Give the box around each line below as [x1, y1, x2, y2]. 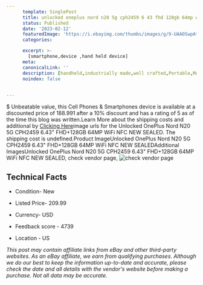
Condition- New [14, 187, 55, 195]
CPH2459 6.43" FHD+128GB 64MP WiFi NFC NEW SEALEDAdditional [6, 142, 179, 149]
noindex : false [22, 76, 61, 82]
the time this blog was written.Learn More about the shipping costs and [6, 116, 184, 124]
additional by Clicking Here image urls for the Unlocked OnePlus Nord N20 [6, 122, 191, 130]
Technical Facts [6, 172, 68, 182]
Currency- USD [14, 211, 54, 218]
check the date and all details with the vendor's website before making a [6, 265, 188, 272]
